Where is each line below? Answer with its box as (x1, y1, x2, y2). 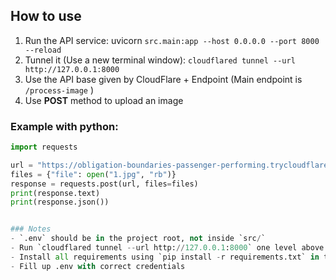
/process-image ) (24, 84, 95, 96)
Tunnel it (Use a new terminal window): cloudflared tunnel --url (24, 54, 296, 66)
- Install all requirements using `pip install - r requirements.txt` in (10, 252, 320, 262)
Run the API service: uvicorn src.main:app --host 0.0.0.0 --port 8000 (24, 34, 320, 46)
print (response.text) (10, 188, 101, 198)
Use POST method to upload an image (24, 94, 184, 106)
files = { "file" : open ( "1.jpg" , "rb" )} (10, 169, 177, 179)
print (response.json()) (10, 197, 110, 208)
